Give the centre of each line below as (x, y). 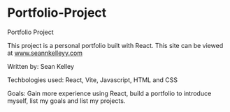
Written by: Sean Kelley (41, 66)
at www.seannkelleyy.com (45, 53)
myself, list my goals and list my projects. (66, 101)
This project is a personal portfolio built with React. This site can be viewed (115, 45)
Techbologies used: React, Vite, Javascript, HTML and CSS (93, 80)
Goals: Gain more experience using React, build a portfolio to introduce (109, 93)
